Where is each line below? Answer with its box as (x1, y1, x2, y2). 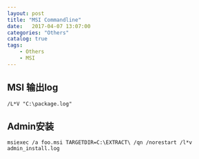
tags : (7, 42, 23, 49)
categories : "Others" (7, 29, 70, 36)
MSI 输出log (7, 82, 59, 93)
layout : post (7, 10, 45, 17)
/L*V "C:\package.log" (7, 100, 72, 107)
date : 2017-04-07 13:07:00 (7, 23, 91, 29)
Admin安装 (7, 121, 54, 132)
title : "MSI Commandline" (7, 16, 81, 23)
